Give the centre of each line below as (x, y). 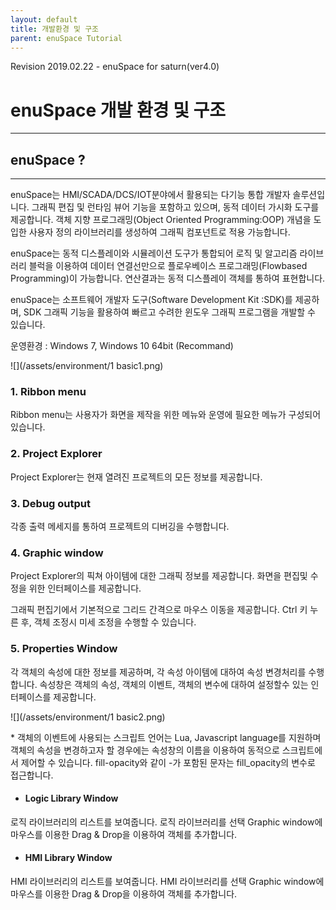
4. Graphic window (57, 553)
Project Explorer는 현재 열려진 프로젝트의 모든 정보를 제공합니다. (136, 477)
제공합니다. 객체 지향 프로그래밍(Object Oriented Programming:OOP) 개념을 (161, 220)
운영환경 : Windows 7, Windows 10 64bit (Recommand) (122, 346)
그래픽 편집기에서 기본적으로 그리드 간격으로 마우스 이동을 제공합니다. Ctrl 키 (159, 610)
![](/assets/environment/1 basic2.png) (88, 717)
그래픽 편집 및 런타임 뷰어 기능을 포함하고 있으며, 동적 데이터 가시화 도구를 (175, 207)
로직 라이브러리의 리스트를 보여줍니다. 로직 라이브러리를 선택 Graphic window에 (166, 822)
